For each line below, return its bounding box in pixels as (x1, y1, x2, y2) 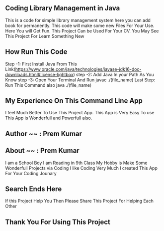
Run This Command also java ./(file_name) (5, 82, 92, 88)
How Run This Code (5, 47, 68, 56)
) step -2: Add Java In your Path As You (73, 71, 154, 77)
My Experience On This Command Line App (5, 97, 143, 105)
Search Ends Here (5, 185, 62, 194)
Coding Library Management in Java (5, 4, 120, 12)
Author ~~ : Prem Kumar (5, 129, 82, 138)
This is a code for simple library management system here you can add (5, 17, 151, 23)
